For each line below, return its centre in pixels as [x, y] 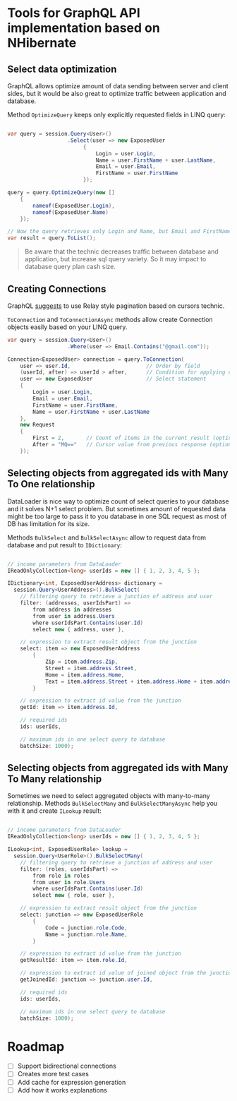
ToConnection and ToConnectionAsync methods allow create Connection [110, 319]
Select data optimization [62, 69]
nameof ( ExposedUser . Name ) [71, 212]
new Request [37, 425]
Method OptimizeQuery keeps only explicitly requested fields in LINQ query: [116, 115]
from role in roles [61, 876]
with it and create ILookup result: [55, 811]
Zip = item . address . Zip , [81, 662]
